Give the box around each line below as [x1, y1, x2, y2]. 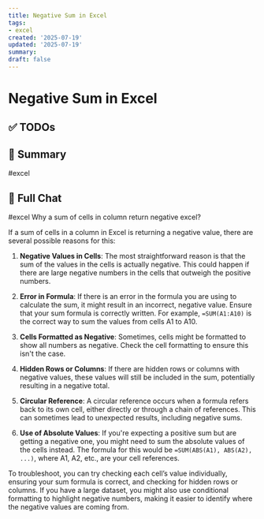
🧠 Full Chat [8, 191, 62, 205]
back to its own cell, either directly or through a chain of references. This [19, 405, 256, 414]
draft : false [8, 56, 51, 64]
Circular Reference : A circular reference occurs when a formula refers [19, 396, 249, 406]
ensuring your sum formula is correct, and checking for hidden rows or [8, 477, 238, 487]
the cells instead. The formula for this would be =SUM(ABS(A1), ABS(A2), [19, 445, 252, 454]
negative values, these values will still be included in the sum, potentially [19, 372, 255, 383]
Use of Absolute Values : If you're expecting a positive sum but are [19, 428, 237, 438]
